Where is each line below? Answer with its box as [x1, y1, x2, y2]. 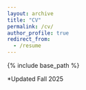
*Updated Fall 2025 [7, 75, 64, 83]
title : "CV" [7, 17, 41, 24]
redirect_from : [7, 36, 51, 43]
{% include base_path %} [7, 62, 80, 69]
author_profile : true [7, 29, 69, 37]
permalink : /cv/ [7, 23, 54, 30]
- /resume [13, 42, 41, 49]
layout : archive [7, 10, 54, 17]
